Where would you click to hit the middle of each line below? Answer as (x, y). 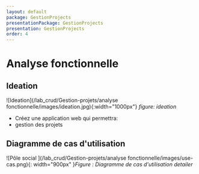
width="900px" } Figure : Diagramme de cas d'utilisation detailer (113, 164)
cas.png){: (19, 164)
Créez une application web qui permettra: (66, 118)
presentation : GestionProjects (45, 28)
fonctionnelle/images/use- (161, 158)
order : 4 (17, 34)
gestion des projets (39, 125)
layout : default (26, 12)
